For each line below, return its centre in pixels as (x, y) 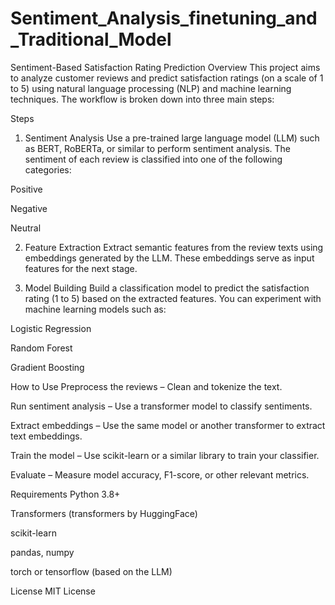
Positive (26, 189)
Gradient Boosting (47, 367)
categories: (48, 169)
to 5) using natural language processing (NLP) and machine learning (151, 88)
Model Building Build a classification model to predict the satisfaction (167, 288)
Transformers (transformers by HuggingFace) (104, 513)
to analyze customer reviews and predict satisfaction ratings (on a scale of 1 (167, 78)
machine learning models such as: (95, 309)
